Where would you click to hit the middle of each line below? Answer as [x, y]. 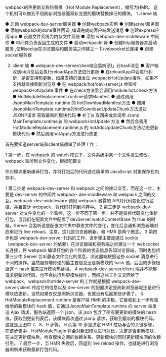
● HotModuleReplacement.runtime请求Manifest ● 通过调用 [73, 96]
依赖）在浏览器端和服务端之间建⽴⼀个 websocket [108, 244]
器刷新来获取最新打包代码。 [33, 349]
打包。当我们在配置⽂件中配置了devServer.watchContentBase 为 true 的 [78, 219]
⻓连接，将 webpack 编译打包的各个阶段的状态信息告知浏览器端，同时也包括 [83, 250]
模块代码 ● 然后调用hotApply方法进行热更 [55, 134]
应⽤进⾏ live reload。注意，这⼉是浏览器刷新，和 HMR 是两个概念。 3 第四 [81, 232]
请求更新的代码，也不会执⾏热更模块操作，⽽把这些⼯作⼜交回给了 [72, 275]
